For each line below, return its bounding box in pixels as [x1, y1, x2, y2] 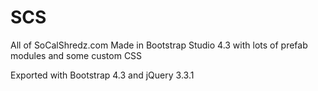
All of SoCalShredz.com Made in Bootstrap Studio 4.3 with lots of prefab [10, 39, 308, 51]
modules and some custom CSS [10, 49, 143, 61]
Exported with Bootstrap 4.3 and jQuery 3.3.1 [10, 69, 195, 81]
